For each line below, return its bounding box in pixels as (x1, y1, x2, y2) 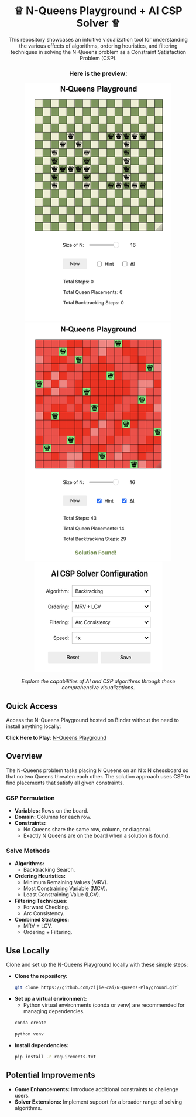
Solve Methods (6, 847, 50, 855)
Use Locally (6, 946, 50, 956)
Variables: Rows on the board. (14, 807, 89, 814)
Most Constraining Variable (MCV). (23, 885, 108, 892)
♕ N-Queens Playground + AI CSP (14, 4, 183, 18)
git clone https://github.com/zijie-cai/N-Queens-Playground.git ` (14, 984, 180, 991)
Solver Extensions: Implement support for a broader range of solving (14, 1098, 183, 1105)
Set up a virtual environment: (14, 996, 87, 1003)
